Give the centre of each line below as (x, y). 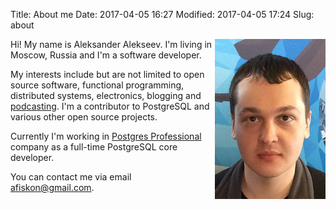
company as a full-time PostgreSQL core (94, 147)
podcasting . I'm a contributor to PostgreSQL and (110, 106)
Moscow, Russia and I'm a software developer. (106, 55)
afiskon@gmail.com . (52, 187)
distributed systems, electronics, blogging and (106, 95)
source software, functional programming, (97, 85)
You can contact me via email (71, 177)
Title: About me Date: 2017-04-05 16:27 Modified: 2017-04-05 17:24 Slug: (162, 14)
